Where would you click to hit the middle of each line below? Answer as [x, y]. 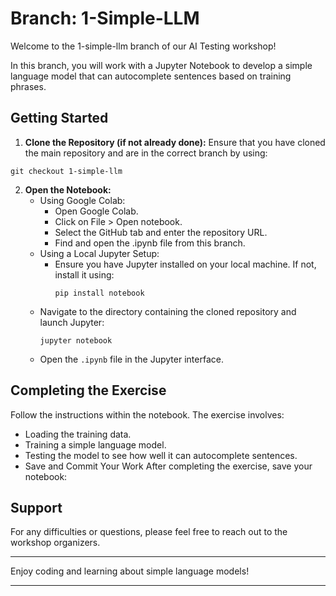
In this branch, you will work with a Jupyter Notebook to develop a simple [161, 65]
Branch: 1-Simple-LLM [105, 18]
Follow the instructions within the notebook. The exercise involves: [147, 414]
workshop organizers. [55, 543]
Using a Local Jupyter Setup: [99, 253]
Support [36, 507]
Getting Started [59, 118]
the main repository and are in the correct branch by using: [146, 153]
